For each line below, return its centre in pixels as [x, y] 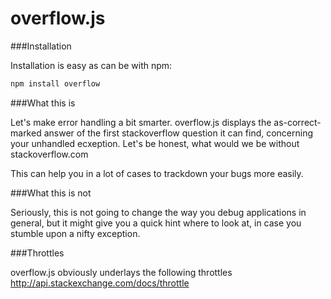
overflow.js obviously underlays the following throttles [121, 272]
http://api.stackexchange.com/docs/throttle [100, 283]
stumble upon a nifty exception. [75, 233]
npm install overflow [55, 83]
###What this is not [51, 193]
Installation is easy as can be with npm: [91, 65]
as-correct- [297, 122]
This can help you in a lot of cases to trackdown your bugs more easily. [157, 173]
